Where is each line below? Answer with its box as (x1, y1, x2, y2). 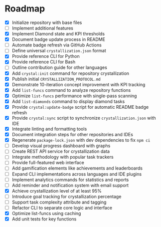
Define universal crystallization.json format (11, 48, 107, 54)
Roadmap (4, 3, 45, 14)
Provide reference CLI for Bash (11, 59, 76, 65)
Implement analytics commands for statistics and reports (11, 177, 129, 183)
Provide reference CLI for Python (11, 53, 80, 59)
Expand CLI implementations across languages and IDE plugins (11, 171, 142, 177)
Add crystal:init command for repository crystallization (11, 70, 130, 76)
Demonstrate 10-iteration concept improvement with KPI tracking (11, 81, 146, 87)
